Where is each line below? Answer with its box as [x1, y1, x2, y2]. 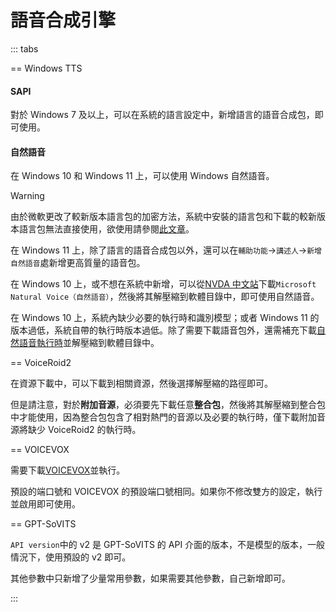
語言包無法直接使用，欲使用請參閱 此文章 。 [18, 223, 195, 235]
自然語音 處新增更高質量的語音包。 [10, 257, 146, 269]
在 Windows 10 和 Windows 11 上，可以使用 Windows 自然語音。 [10, 170, 275, 182]
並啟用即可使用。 [10, 498, 81, 510]
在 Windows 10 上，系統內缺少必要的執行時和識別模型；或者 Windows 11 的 [10, 312, 320, 324]
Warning [10, 190, 45, 202]
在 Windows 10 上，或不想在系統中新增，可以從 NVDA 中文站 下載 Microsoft [10, 278, 317, 290]
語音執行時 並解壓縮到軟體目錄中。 [18, 337, 160, 349]
